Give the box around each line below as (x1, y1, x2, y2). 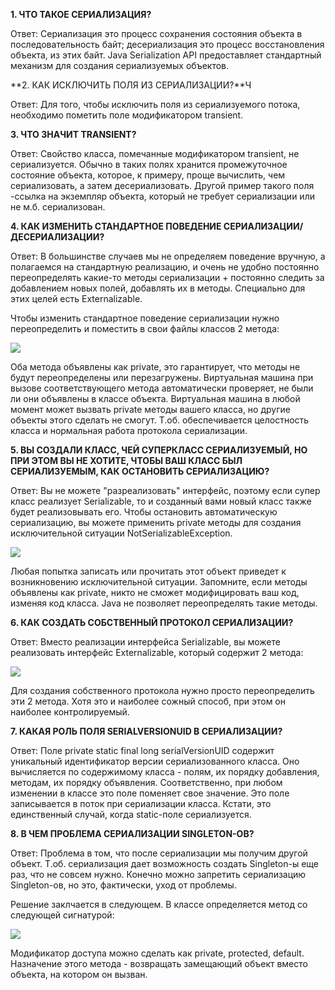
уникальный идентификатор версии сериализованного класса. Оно (10, 755, 300, 767)
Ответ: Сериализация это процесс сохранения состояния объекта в (10, 28, 303, 39)
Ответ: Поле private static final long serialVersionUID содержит (10, 745, 275, 756)
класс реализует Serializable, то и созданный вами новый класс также (10, 495, 312, 507)
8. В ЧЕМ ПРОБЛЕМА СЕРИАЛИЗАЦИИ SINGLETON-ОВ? (10, 828, 255, 839)
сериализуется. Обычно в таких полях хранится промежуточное (10, 159, 288, 170)
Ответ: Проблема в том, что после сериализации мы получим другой (10, 847, 308, 859)
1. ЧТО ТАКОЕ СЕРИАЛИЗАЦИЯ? (10, 9, 152, 20)
